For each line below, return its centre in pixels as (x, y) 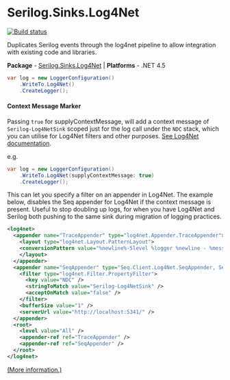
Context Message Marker (44, 106)
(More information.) (35, 369)
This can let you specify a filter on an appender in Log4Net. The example (110, 195)
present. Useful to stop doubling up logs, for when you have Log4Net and (111, 210)
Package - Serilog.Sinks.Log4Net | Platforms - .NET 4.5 (86, 65)
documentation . (29, 143)
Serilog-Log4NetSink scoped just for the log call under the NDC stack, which (113, 129)
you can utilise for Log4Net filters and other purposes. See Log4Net (103, 136)
